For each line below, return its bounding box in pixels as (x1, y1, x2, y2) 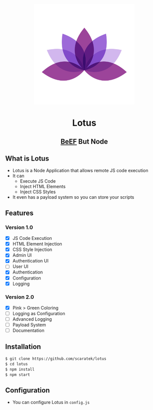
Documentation (12, 328, 45, 334)
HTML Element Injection (12, 241, 63, 247)
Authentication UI (12, 258, 49, 264)
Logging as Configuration (12, 311, 65, 316)
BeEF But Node (60, 137, 108, 146)
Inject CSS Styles (20, 189, 56, 195)
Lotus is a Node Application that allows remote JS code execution (12, 168, 149, 174)
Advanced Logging (12, 316, 52, 322)
